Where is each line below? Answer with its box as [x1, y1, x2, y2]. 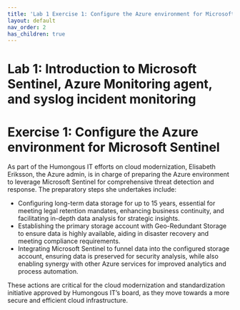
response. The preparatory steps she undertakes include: [7, 185, 177, 194]
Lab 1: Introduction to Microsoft [7, 61, 197, 77]
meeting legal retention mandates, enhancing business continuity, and [17, 207, 225, 215]
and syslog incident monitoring [7, 91, 196, 108]
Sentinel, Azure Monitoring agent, [7, 76, 213, 93]
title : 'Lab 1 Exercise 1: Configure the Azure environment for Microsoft [7, 10, 235, 18]
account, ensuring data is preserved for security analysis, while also [17, 252, 219, 261]
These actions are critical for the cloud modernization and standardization [7, 281, 225, 289]
